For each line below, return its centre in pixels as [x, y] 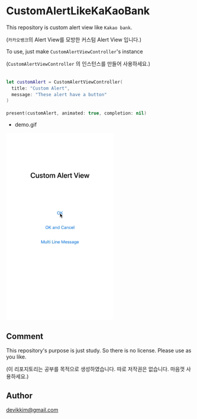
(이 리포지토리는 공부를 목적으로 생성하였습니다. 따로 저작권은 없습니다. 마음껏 [96, 369]
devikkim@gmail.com [32, 410]
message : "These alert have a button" [59, 94]
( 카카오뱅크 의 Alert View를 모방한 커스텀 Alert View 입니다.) [74, 39]
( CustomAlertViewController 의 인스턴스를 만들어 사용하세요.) [78, 64]
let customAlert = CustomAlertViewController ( [64, 82]
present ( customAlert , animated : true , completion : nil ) [76, 113]
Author [19, 396]
